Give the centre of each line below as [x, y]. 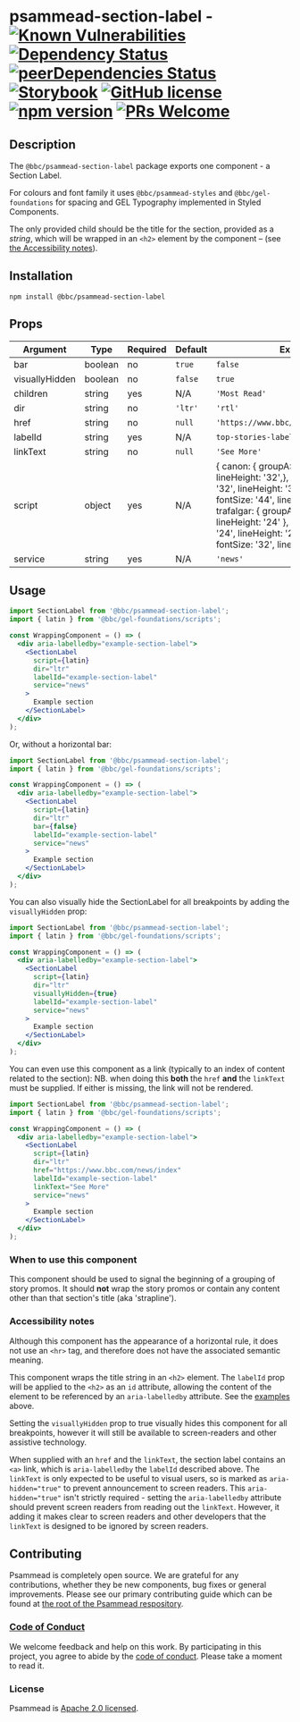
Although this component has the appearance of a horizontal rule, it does [144, 1341]
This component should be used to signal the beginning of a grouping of [142, 1279]
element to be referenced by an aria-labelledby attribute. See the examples [150, 1396]
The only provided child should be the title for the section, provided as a [142, 229]
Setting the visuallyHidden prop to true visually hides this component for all [148, 1422]
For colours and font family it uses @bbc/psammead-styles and [121, 193]
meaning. [26, 1360]
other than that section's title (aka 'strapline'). [93, 1298]
